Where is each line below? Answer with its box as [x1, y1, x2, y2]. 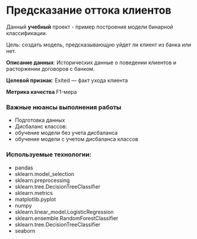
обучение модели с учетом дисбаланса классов [14, 136, 138, 143]
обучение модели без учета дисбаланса [14, 129, 118, 137]
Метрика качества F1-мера [6, 88, 77, 95]
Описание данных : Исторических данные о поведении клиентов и [6, 59, 177, 66]
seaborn [14, 227, 36, 234]
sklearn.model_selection [14, 170, 75, 177]
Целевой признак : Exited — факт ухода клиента [6, 77, 128, 84]
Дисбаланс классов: [14, 123, 67, 130]
